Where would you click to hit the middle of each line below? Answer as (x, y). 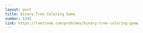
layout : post (18, 9)
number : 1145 (18, 18)
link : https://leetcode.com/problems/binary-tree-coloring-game (72, 23)
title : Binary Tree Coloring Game (40, 14)
